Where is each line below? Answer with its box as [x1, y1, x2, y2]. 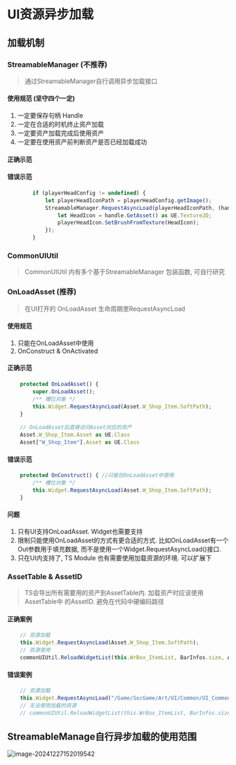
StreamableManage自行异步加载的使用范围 [7, 730, 197, 742]
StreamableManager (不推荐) [7, 59, 107, 69]
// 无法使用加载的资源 [20, 702, 77, 709]
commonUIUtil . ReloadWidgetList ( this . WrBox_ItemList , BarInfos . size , [20, 654, 225, 661]
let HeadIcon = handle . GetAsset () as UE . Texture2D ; [57, 212, 212, 219]
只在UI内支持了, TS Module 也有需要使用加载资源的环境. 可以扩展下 [17, 554, 212, 562]
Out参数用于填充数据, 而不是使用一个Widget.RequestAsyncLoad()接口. [17, 545, 221, 553]
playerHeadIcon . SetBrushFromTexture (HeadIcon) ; [57, 219, 199, 226]
